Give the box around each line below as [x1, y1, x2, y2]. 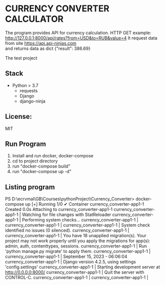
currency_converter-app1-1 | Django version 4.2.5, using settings [5, 259, 136, 265]
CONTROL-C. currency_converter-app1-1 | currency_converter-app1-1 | [5, 275, 149, 281]
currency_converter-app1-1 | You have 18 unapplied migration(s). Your [5, 233, 147, 239]
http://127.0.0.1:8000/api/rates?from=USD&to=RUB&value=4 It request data [5, 35, 158, 41]
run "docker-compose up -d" [12, 169, 71, 175]
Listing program [5, 183, 55, 191]
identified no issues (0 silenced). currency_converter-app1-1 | [5, 227, 130, 233]
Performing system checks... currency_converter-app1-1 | [22, 217, 139, 223]
